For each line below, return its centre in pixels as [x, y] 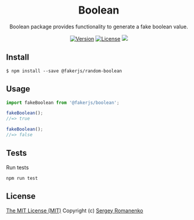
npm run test [22, 178]
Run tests [18, 167]
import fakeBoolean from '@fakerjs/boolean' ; [63, 103]
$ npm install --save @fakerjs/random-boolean [64, 71]
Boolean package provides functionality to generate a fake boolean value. [99, 27]
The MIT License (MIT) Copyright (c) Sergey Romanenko [75, 211]
